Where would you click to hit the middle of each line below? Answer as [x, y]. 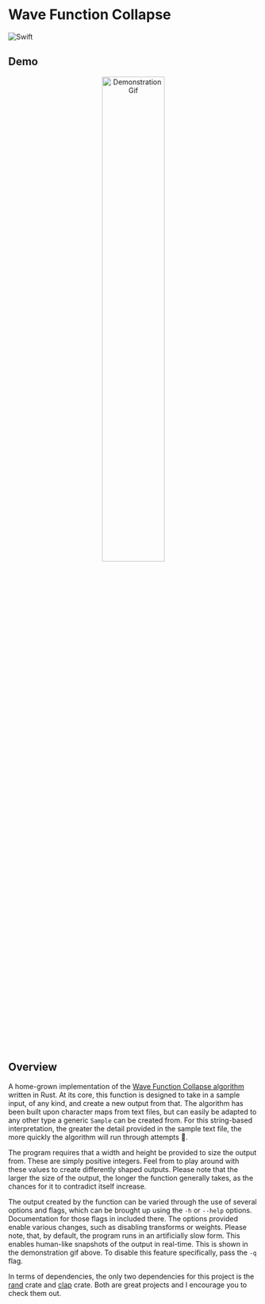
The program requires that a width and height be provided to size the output [132, 1152]
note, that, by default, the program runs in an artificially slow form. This [124, 1236]
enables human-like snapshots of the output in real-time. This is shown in [128, 1244]
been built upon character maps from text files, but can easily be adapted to [132, 1111]
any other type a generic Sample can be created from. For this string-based [131, 1120]
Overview [33, 1067]
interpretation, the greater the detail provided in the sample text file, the [125, 1128]
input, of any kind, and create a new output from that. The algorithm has [126, 1103]
